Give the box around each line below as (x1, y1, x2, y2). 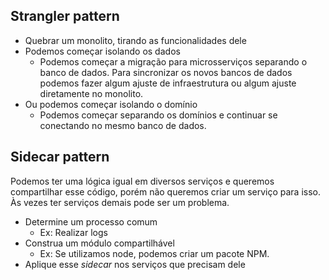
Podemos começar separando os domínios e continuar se (39, 109, 278, 121)
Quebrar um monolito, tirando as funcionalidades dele (24, 34, 247, 46)
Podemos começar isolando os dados (24, 45, 181, 57)
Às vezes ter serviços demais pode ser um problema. (10, 196, 230, 208)
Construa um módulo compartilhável (24, 237, 175, 249)
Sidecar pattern (10, 149, 110, 166)
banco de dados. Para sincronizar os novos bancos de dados (39, 66, 293, 78)
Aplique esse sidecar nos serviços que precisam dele (24, 258, 246, 270)
